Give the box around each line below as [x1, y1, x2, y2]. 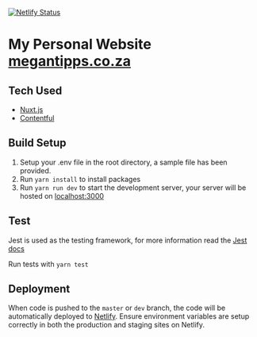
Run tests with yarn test [8, 259, 89, 269]
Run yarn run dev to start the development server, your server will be [19, 183, 247, 192]
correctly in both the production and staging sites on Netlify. [8, 320, 205, 330]
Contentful [19, 114, 55, 122]
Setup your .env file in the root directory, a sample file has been [19, 157, 228, 167]
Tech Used [8, 83, 63, 97]
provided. [19, 165, 52, 175]
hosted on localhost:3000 [19, 191, 105, 200]
